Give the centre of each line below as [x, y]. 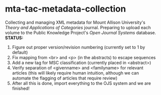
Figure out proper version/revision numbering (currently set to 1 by [79, 47]
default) [20, 52]
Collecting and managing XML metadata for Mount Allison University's [75, 22]
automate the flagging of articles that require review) [65, 78]
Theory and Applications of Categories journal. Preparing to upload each [78, 27]
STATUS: [14, 38]
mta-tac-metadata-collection [65, 9]
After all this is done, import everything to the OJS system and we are [81, 83]
